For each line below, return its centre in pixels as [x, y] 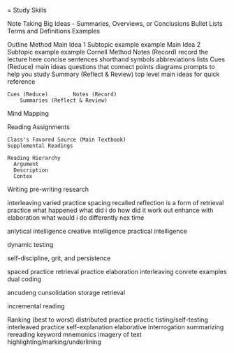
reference [21, 82]
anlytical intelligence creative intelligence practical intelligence [97, 231]
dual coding [24, 279]
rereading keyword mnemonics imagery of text [74, 335]
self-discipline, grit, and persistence [59, 258]
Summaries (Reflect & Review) [64, 100]
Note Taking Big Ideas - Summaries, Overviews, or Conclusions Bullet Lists [115, 23]
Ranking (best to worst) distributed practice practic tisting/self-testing [108, 320]
